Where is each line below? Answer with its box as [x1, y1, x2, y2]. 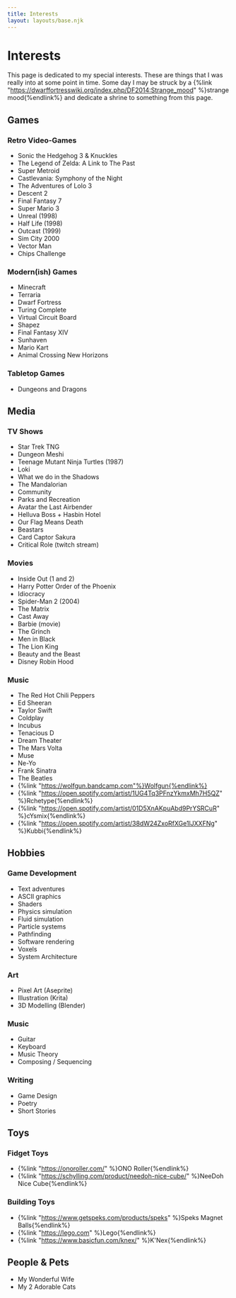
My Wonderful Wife [17, 1275, 75, 1284]
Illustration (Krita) [17, 993, 69, 1002]
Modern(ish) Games [7, 267, 78, 277]
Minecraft [17, 283, 46, 291]
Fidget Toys [7, 1148, 49, 1158]
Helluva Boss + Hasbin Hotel [17, 510, 101, 519]
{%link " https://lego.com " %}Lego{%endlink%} [17, 1228, 156, 1237]
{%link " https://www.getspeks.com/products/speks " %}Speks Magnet [17, 1213, 223, 1221]
